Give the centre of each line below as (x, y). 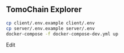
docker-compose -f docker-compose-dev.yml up (62, 34)
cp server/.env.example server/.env (50, 29)
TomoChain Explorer (44, 10)
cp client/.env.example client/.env (50, 23)
